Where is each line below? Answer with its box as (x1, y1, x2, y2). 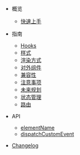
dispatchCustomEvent (20, 131, 75, 137)
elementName (20, 124, 55, 131)
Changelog (11, 142, 39, 149)
